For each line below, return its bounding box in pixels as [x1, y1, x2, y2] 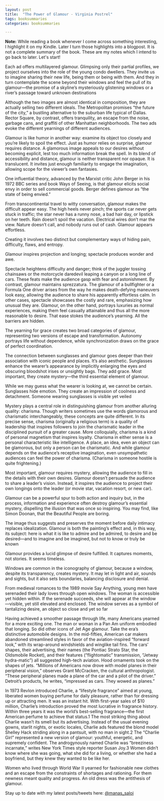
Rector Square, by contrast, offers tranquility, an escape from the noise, [5, 115, 150, 121]
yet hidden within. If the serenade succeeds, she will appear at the [5, 596, 140, 602]
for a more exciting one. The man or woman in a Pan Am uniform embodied [5, 621, 157, 627]
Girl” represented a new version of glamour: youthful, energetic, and [5, 735, 143, 741]
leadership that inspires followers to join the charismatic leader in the [5, 424, 144, 430]
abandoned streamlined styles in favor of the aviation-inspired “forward [5, 637, 149, 642]
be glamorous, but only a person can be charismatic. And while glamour [5, 445, 150, 451]
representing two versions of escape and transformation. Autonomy [5, 333, 142, 339]
